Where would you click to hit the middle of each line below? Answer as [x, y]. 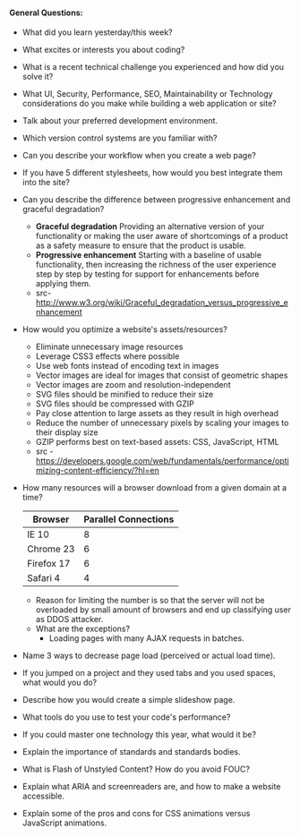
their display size [67, 432]
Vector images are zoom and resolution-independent [133, 385]
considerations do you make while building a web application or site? [149, 104]
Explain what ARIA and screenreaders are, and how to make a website [151, 787]
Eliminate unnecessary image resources [109, 347]
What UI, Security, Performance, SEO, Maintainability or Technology [147, 94]
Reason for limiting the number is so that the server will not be [150, 601]
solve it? [38, 77]
